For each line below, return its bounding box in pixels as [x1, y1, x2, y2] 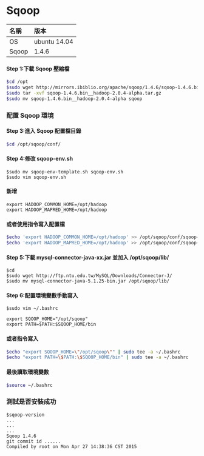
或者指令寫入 [6, 335, 38, 342]
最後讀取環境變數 [6, 368, 49, 375]
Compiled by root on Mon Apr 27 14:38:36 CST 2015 [6, 443, 137, 449]
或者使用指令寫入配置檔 [6, 220, 65, 227]
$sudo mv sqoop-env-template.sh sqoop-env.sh [6, 169, 123, 175]
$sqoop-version [6, 412, 45, 418]
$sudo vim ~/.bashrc [6, 306, 59, 312]
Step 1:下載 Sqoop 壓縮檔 [6, 65, 70, 72]
